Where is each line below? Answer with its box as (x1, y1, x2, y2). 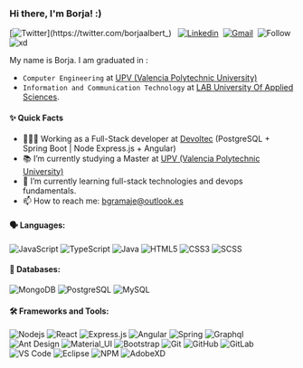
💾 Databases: (9, 264, 61, 275)
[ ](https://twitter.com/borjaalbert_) (9, 28, 172, 39)
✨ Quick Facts (9, 112, 64, 123)
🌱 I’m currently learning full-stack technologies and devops (22, 175, 243, 186)
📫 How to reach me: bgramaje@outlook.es (22, 195, 184, 206)
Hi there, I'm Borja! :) (9, 7, 102, 20)
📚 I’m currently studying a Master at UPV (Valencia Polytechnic (22, 153, 260, 164)
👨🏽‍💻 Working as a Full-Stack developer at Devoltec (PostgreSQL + (22, 133, 270, 144)
